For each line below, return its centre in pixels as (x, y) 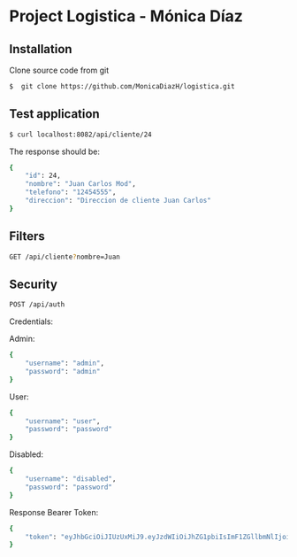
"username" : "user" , (63, 421)
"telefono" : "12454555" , (71, 192)
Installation (41, 49)
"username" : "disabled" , (71, 479)
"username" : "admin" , (65, 364)
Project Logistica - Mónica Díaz (126, 16)
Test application (54, 114)
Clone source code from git (59, 70)
